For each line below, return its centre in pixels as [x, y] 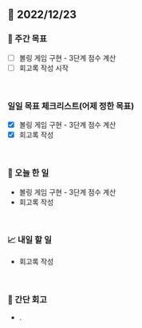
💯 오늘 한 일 [28, 173]
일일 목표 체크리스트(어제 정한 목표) [71, 106]
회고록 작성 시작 [43, 68]
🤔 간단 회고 [27, 299]
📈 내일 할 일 [30, 240]
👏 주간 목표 [27, 39]
